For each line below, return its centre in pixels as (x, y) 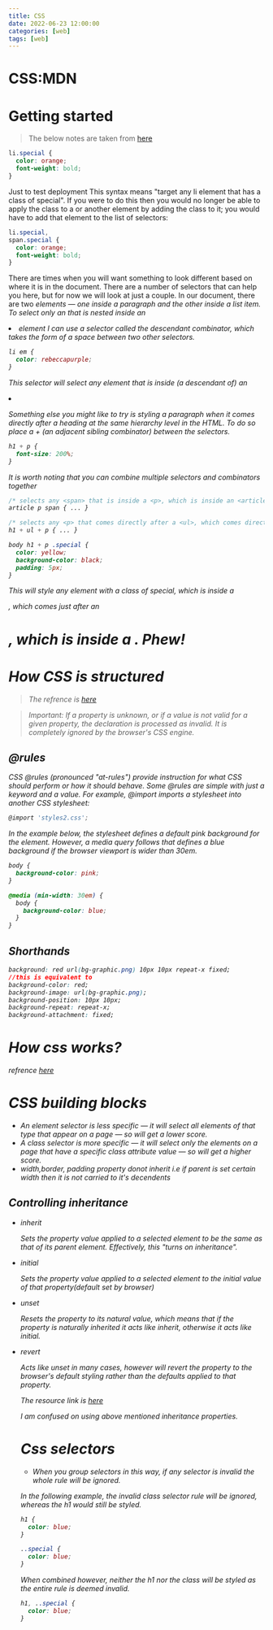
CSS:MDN (43, 79)
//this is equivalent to (50, 977)
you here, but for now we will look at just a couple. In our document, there (132, 296)
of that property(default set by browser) (87, 1287)
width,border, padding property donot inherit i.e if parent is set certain (138, 1169)
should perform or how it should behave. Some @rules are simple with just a (136, 786)
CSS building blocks (78, 1103)
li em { (22, 352)
